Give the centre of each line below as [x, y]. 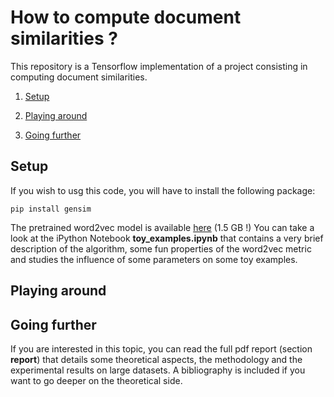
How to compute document [126, 17]
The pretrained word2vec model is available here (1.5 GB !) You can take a [162, 227]
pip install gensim [51, 209]
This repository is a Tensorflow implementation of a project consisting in [159, 66]
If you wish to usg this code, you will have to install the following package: [163, 190]
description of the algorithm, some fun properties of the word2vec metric [161, 248]
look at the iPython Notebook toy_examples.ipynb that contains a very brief [167, 238]
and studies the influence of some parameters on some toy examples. [154, 259]
